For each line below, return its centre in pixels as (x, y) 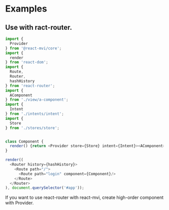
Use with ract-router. (39, 27)
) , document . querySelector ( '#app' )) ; (45, 188)
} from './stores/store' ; (32, 128)
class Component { (24, 142)
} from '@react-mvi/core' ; (33, 48)
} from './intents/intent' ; (35, 114)
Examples (26, 9)
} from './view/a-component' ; (37, 100)
